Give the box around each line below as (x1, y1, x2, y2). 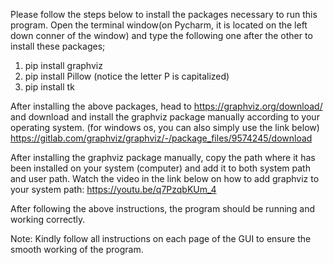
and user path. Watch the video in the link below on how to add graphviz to (10, 173, 320, 184)
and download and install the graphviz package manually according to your (10, 111, 320, 123)
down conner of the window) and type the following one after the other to (10, 30, 313, 41)
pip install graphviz (24, 60, 103, 71)
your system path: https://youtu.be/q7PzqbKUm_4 (10, 184, 217, 195)
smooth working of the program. (10, 244, 144, 255)
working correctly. (10, 214, 86, 225)
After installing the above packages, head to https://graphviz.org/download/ (10, 100, 323, 112)
